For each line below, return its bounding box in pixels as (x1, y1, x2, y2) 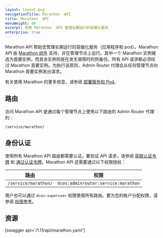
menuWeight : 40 (5, 21, 36, 26)
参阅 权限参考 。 (5, 198, 37, 204)
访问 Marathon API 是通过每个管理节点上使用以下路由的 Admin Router (5, 108, 145, 114)
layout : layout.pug (5, 7, 45, 12)
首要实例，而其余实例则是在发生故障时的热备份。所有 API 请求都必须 (13, 56, 151, 62)
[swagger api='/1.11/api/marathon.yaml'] (5, 227, 85, 233)
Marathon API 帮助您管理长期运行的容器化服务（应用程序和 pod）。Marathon (5, 44, 159, 49)
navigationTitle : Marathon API (5, 12, 71, 17)
